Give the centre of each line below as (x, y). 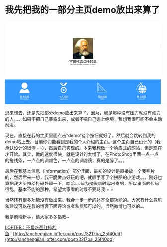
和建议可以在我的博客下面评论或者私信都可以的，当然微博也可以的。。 (76, 206)
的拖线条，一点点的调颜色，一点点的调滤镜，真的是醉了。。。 (66, 160)
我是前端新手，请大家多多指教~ (37, 217)
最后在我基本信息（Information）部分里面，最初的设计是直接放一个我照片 (80, 171)
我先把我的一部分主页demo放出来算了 (83, 10)
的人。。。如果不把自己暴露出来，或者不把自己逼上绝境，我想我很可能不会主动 (83, 119)
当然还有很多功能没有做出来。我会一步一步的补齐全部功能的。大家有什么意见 (83, 200)
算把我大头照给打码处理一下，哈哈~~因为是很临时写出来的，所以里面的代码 (82, 183)
